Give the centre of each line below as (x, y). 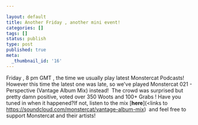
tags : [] (17, 33)
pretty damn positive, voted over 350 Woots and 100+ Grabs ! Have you (94, 97)
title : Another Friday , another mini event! (63, 22)
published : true (26, 50)
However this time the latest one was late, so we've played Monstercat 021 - (99, 84)
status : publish (26, 39)
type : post (20, 44)
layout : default (26, 17)
